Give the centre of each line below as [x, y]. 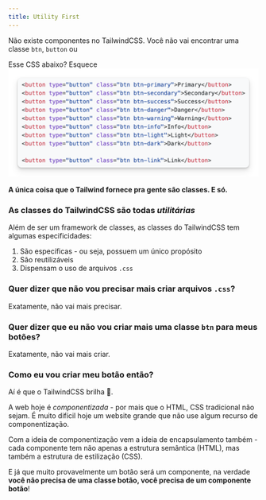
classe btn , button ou [43, 48]
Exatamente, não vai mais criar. [60, 355]
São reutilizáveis [46, 260]
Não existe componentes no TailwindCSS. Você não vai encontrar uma [124, 41]
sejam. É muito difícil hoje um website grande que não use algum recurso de [133, 416]
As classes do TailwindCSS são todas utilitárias [102, 211]
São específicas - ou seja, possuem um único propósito [111, 251]
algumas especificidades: [50, 236]
